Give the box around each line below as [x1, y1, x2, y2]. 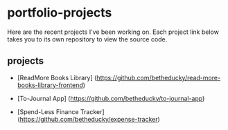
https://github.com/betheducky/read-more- [96, 73, 220, 82]
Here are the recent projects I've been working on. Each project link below [7, 28, 220, 36]
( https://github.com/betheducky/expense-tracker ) [17, 115, 161, 123]
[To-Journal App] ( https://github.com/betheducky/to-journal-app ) [17, 94, 205, 102]
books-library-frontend [17, 81, 83, 89]
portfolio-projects [7, 5, 112, 21]
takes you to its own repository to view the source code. [7, 35, 168, 43]
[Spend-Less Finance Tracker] [17, 107, 105, 115]
